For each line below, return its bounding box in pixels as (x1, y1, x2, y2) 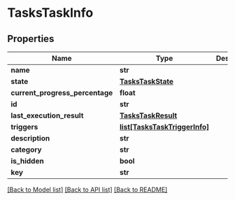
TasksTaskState (120, 77, 173, 86)
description (10, 134, 50, 143)
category (10, 145, 42, 155)
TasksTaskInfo (7, 5, 94, 21)
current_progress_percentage (10, 88, 113, 97)
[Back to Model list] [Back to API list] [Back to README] (7, 185, 168, 194)
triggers (10, 122, 38, 131)
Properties (7, 33, 55, 45)
